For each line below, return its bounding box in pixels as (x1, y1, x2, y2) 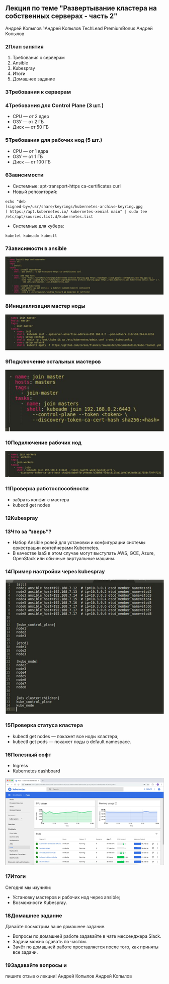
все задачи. (12, 949, 38, 955)
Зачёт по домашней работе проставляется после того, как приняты (12, 944, 158, 950)
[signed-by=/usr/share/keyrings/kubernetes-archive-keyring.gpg (5, 204, 143, 209)
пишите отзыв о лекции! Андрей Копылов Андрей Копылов (5, 973, 132, 979)
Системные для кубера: (12, 223, 64, 229)
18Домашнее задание (5, 912, 62, 919)
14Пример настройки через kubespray (5, 568, 105, 575)
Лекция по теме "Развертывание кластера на (5, 4, 157, 13)
